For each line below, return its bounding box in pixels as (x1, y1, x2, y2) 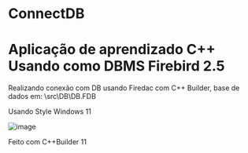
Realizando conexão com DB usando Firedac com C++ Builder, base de (8, 83, 240, 93)
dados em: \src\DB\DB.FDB (8, 92, 97, 101)
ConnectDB (8, 5, 85, 23)
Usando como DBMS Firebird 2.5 (8, 57, 226, 75)
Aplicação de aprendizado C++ (8, 41, 216, 59)
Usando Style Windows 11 (8, 107, 92, 116)
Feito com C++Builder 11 (8, 137, 87, 147)
